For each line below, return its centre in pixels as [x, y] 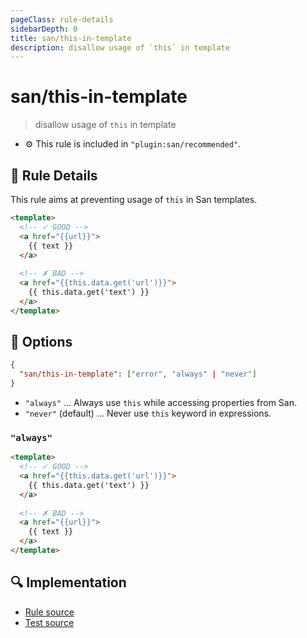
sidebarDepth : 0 [44, 29]
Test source [49, 622]
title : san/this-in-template [71, 38]
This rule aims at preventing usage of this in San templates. [134, 199]
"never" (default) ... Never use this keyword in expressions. [148, 413]
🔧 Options [41, 342]
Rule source [49, 612]
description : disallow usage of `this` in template [120, 47]
